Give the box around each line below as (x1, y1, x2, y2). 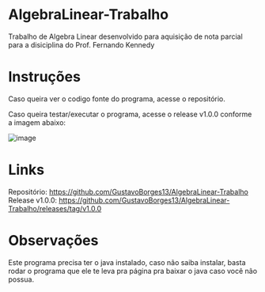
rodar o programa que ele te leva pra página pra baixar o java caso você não (8, 266, 258, 275)
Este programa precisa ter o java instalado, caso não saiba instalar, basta (8, 257, 247, 267)
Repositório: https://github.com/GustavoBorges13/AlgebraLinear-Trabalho (8, 187, 249, 196)
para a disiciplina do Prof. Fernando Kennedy (8, 40, 155, 49)
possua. (8, 275, 34, 284)
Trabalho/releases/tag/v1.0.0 (8, 203, 102, 213)
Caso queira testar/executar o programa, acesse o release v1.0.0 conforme (8, 109, 252, 119)
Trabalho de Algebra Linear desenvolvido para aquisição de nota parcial (8, 32, 243, 41)
